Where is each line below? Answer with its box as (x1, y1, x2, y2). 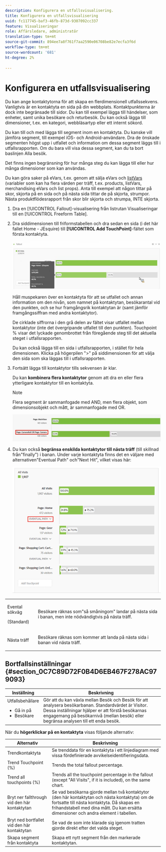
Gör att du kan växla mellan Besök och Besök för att (43, 697, 148, 703)
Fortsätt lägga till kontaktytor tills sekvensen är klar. (12, 365, 117, 371)
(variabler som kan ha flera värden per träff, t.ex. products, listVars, (5, 180, 142, 186)
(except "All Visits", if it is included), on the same (51, 777, 151, 783)
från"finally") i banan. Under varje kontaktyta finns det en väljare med (12, 452, 154, 458)
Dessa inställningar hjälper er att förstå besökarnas (43, 708, 147, 714)
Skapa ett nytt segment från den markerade (51, 834, 141, 841)
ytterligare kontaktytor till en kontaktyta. (12, 380, 94, 386)
